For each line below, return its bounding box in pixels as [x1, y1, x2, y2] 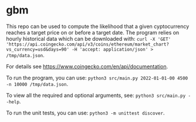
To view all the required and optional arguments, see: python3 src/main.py [6, 92, 186, 99]
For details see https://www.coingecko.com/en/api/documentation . [6, 62, 168, 70]
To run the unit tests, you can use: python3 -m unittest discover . [6, 109, 165, 116]
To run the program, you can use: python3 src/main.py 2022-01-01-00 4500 [6, 74, 188, 81]
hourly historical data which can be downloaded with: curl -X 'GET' [6, 35, 171, 42]
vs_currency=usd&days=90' [6, 46, 69, 53]
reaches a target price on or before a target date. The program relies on [6, 29, 180, 36]
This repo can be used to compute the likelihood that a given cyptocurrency [6, 23, 190, 30]
